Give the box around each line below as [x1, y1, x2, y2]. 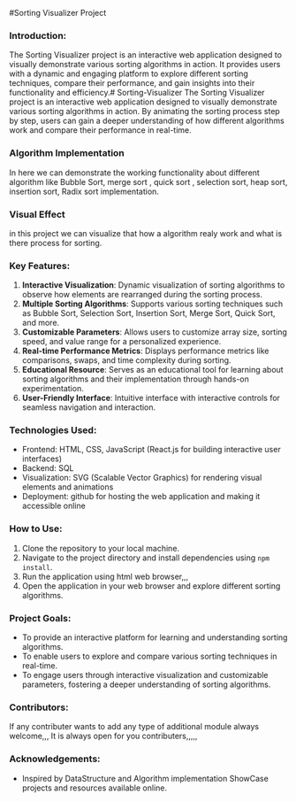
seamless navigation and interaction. [21, 402, 156, 413]
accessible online [21, 500, 86, 512]
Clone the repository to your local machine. [21, 543, 179, 553]
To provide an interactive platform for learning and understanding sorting [21, 632, 288, 643]
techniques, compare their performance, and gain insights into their [9, 78, 255, 89]
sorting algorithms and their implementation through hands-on [21, 374, 249, 384]
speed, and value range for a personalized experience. [21, 336, 222, 347]
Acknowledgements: [9, 752, 101, 765]
